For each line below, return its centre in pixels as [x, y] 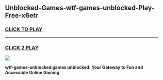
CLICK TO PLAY [24, 30]
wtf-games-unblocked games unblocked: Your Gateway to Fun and [74, 67]
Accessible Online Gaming [32, 72]
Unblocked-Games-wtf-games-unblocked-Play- [80, 8]
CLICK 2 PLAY [22, 48]
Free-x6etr [22, 16]
